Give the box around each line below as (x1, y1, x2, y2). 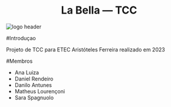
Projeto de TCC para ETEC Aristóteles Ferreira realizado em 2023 (6, 46, 165, 53)
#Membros (6, 57, 33, 64)
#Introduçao (6, 34, 37, 41)
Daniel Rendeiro (14, 75, 54, 82)
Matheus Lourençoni (14, 87, 65, 95)
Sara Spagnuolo (14, 94, 54, 101)
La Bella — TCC (61, 4, 137, 17)
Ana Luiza (14, 69, 40, 76)
